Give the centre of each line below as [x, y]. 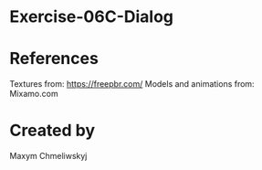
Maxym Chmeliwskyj [48, 156]
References [54, 59]
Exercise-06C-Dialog [91, 17]
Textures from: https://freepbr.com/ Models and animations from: [132, 84]
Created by [52, 131]
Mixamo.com [34, 94]
